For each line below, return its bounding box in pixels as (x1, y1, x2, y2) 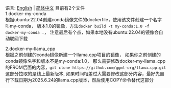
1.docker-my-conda (5, 11, 47, 17)
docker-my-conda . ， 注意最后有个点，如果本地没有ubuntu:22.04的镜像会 (5, 29, 159, 35)
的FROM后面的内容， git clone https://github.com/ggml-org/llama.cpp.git (5, 64, 166, 70)
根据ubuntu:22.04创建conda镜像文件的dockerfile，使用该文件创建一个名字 (5, 17, 162, 22)
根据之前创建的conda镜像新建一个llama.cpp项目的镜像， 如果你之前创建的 (5, 52, 161, 58)
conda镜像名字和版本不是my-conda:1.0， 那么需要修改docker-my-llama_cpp (5, 58, 166, 64)
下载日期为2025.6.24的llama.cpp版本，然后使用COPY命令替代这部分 (9, 77, 154, 83)
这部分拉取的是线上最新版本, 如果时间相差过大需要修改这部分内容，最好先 (5, 71, 160, 76)
